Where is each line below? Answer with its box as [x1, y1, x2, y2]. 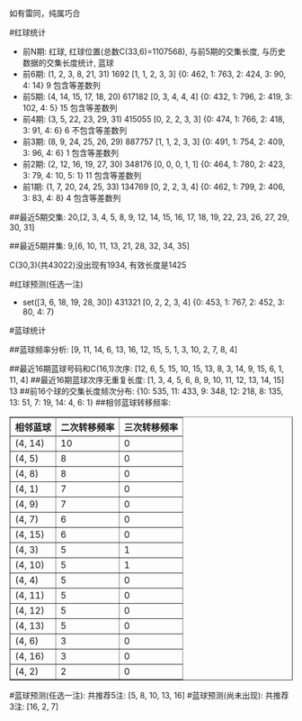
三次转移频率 [124, 422, 179, 434]
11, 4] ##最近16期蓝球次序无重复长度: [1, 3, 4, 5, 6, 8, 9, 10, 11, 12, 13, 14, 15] [9, 375, 285, 385]
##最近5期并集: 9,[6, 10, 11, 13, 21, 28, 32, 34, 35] [9, 241, 191, 251]
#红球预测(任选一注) [9, 278, 84, 289]
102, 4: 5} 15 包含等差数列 [22, 103, 118, 113]
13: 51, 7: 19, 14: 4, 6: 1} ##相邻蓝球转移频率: [9, 397, 171, 407]
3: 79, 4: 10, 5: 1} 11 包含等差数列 [22, 170, 142, 180]
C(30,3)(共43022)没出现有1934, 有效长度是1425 [9, 260, 187, 270]
